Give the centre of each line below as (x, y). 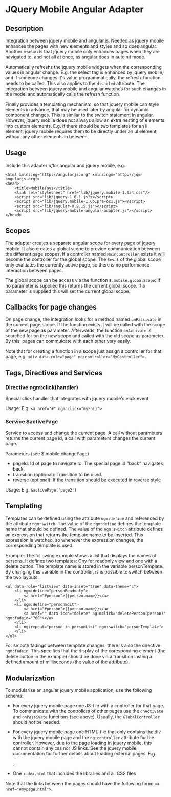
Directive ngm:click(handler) (42, 387)
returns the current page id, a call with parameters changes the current (80, 438)
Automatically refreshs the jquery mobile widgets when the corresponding (84, 67)
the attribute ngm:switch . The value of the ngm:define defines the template (83, 524)
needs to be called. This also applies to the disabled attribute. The (75, 83)
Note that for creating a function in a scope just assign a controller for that (83, 351)
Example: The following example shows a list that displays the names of (81, 556)
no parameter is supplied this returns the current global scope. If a (75, 285)
